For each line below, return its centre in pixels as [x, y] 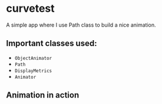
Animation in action [43, 95]
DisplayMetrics [33, 71]
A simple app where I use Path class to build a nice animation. [81, 25]
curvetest [30, 9]
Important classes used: [52, 43]
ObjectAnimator [33, 58]
